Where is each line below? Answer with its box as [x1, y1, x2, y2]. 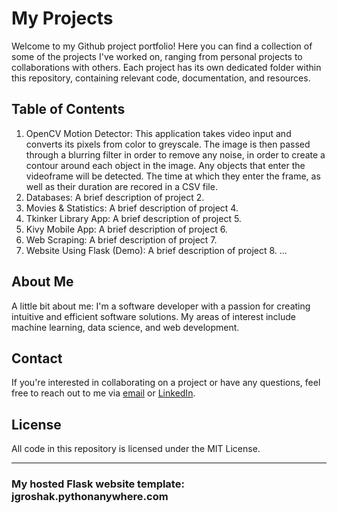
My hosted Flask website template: [11, 477, 185, 491]
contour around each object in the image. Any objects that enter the [25, 159, 306, 171]
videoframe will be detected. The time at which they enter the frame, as [25, 170, 321, 182]
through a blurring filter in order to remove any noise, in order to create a [25, 148, 326, 161]
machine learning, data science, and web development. [11, 321, 240, 333]
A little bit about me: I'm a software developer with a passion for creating [11, 300, 311, 312]
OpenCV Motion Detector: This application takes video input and [25, 127, 292, 139]
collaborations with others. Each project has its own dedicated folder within [11, 61, 322, 73]
